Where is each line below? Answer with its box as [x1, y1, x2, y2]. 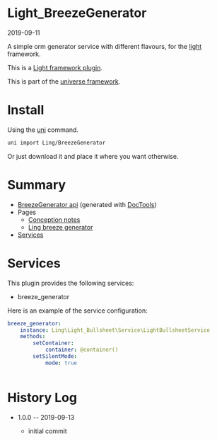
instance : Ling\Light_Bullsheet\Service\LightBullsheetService [20, 326, 211, 334]
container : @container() [45, 346, 119, 354]
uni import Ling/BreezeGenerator [7, 139, 106, 146]
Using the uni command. [7, 125, 79, 134]
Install [7, 102, 45, 118]
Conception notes [28, 215, 81, 224]
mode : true [45, 359, 78, 367]
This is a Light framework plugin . [7, 63, 102, 72]
